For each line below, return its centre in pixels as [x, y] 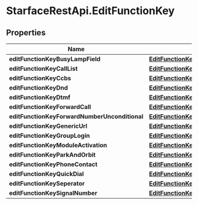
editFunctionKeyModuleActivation [58, 145]
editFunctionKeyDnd [39, 88]
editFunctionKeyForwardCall [50, 107]
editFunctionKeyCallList [43, 69]
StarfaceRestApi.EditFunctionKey [90, 11]
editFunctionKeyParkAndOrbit [52, 155]
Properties [26, 33]
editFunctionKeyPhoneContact [53, 164]
